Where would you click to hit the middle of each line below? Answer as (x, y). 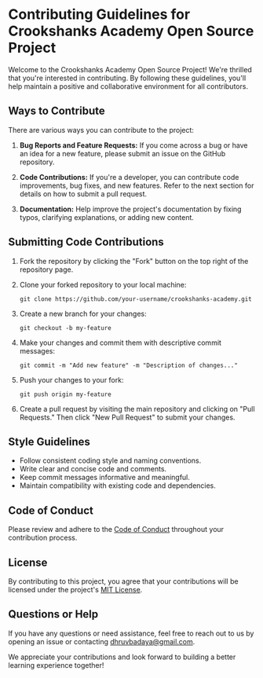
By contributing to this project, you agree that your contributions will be (123, 581)
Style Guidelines (49, 442)
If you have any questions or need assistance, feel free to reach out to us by (131, 633)
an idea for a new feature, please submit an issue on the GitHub (122, 153)
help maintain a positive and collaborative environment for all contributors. (128, 86)
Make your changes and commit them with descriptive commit (121, 343)
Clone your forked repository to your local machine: (103, 284)
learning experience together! (56, 665)
